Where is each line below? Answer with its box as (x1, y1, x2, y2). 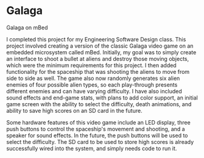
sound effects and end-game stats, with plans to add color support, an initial (6, 94, 198, 101)
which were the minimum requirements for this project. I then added (6, 62, 177, 69)
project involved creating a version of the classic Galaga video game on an (6, 42, 194, 49)
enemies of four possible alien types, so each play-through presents (6, 81, 178, 88)
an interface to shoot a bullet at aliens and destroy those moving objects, (6, 55, 189, 62)
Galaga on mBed (6, 24, 48, 31)
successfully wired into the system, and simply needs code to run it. (6, 145, 177, 152)
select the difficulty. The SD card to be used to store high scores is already (6, 138, 194, 145)
